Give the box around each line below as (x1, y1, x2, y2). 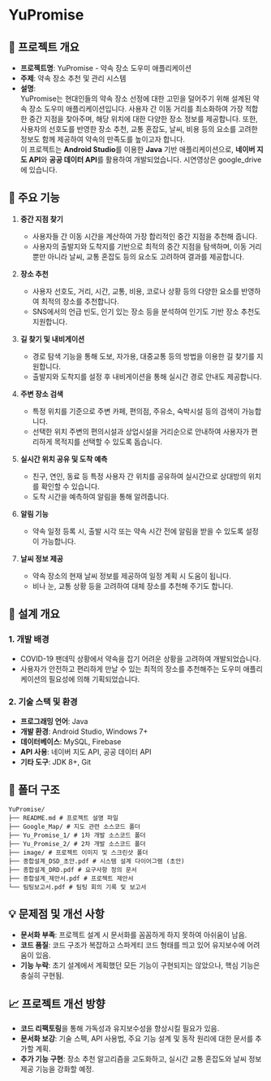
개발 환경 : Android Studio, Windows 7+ (19, 726, 148, 736)
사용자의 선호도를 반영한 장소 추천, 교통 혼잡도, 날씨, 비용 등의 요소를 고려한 (19, 124, 258, 133)
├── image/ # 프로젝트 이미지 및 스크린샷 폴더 (8, 848, 148, 857)
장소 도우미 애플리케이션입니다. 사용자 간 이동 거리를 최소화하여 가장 (28, 104, 243, 113)
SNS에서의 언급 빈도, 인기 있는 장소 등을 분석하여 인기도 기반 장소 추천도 (32, 307, 261, 316)
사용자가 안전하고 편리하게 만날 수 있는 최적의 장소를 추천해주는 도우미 (19, 664, 242, 673)
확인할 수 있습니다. (41, 482, 100, 491)
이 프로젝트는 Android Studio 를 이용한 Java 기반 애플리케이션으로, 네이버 (19, 145, 256, 154)
